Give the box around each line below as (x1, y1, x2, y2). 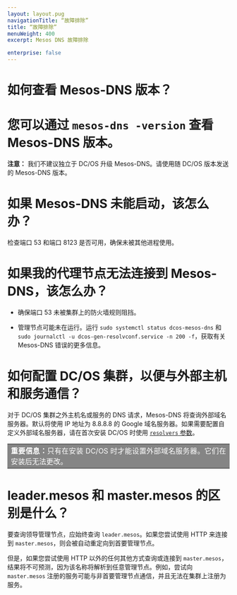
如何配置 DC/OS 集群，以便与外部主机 (7, 369, 227, 384)
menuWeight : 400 (7, 30, 55, 37)
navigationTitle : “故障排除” (7, 17, 89, 24)
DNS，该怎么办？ (7, 284, 108, 299)
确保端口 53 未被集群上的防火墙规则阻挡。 (17, 308, 140, 316)
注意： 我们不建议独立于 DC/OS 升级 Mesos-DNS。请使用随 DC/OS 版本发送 (7, 160, 229, 168)
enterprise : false (7, 50, 61, 57)
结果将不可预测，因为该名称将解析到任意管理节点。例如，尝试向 (7, 562, 193, 571)
